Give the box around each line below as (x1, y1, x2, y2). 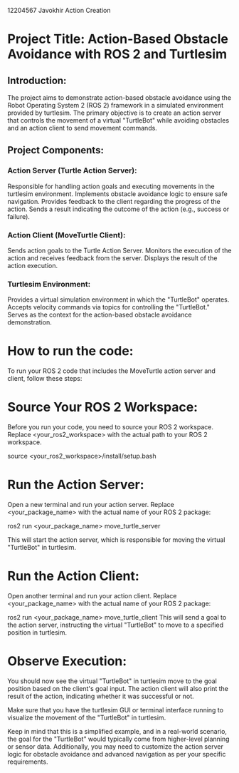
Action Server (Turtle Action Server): (7, 165, 137, 175)
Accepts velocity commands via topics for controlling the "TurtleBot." (7, 303, 210, 312)
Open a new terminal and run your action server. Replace (7, 501, 174, 509)
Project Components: (7, 144, 105, 156)
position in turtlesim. (7, 628, 68, 637)
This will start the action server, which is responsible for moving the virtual (7, 536, 225, 544)
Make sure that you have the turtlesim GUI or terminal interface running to (7, 705, 224, 714)
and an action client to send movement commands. (7, 124, 158, 132)
